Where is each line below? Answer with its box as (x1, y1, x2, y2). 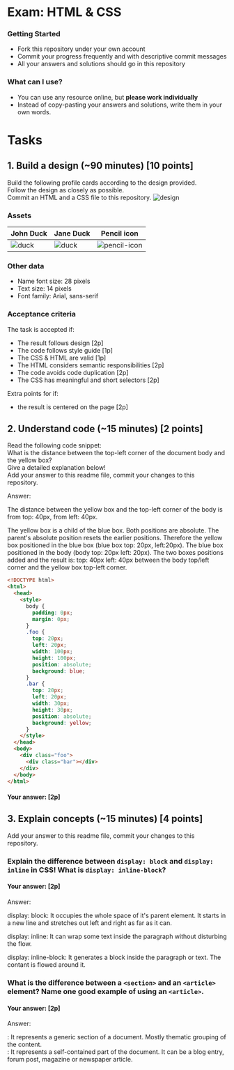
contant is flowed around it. (7, 961, 86, 969)
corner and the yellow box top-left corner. (7, 563, 127, 572)
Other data (7, 261, 45, 270)
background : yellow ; (32, 719, 92, 726)
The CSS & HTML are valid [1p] (17, 353, 107, 362)
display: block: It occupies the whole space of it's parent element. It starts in (7, 911, 226, 920)
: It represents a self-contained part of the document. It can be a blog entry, (7, 1048, 224, 1056)
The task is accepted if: (7, 325, 75, 333)
